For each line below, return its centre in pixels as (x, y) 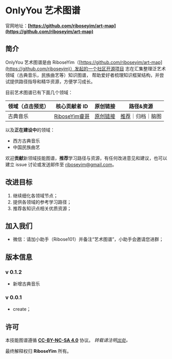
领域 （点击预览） (29, 106)
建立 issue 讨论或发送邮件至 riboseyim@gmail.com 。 (61, 164)
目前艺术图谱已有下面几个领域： (39, 92)
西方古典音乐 (26, 141)
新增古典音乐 (26, 284)
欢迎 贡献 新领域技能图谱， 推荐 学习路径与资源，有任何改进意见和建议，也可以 (86, 158)
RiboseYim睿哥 (72, 116)
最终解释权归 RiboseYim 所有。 (39, 351)
